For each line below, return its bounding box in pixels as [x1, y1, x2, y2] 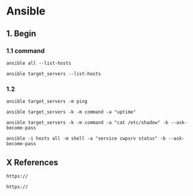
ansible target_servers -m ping [6, 99, 87, 105]
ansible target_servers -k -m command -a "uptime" [6, 109, 136, 116]
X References [6, 157, 59, 168]
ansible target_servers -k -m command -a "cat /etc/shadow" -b [6, 120, 169, 126]
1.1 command [6, 47, 45, 55]
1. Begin [6, 28, 36, 39]
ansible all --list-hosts [6, 60, 71, 66]
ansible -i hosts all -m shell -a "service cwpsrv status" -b [6, 136, 166, 142]
